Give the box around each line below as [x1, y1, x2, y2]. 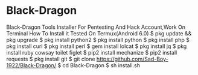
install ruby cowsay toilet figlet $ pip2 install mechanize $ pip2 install [6, 49, 177, 56]
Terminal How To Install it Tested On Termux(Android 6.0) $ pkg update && [6, 29, 192, 37]
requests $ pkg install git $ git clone [6, 55, 95, 62]
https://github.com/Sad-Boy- [96, 55, 168, 62]
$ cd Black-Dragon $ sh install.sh [57, 61, 141, 69]
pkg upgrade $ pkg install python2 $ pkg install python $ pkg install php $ [6, 36, 190, 43]
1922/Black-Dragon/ [6, 61, 56, 69]
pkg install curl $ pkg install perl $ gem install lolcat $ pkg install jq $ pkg [6, 43, 187, 50]
